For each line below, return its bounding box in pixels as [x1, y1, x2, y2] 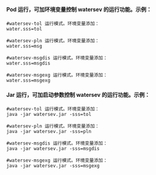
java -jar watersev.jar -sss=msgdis [6, 146, 100, 152]
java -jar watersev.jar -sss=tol [6, 112, 92, 118]
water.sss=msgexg [6, 77, 51, 84]
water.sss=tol [6, 26, 43, 32]
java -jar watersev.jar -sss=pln [6, 129, 92, 135]
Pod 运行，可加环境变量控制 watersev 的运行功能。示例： [6, 5, 152, 13]
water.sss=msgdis [6, 60, 51, 66]
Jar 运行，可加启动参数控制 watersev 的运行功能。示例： [6, 91, 150, 98]
